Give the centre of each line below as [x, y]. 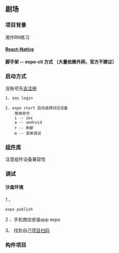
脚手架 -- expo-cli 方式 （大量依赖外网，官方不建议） [61, 62]
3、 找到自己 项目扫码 [28, 230]
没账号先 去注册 [21, 88]
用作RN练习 [17, 37]
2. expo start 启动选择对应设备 [37, 108]
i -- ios [24, 118]
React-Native [20, 49]
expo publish [19, 209]
